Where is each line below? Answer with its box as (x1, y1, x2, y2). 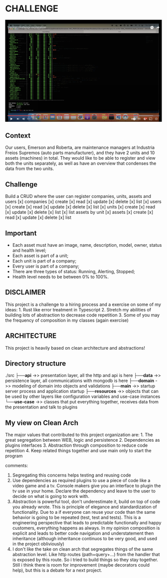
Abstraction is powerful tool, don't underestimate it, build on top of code (12, 498, 161, 505)
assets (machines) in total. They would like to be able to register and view (5, 155, 156, 161)
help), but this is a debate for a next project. (12, 568, 102, 574)
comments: (5, 463, 28, 469)
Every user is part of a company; (12, 263, 80, 269)
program (5, 453, 23, 459)
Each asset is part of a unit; (12, 252, 69, 259)
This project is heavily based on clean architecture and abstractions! (5, 345, 145, 351)
